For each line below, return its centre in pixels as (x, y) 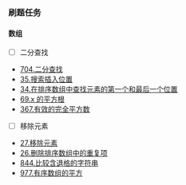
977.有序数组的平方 (51, 173)
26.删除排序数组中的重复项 (63, 153)
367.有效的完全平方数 (55, 109)
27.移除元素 (39, 143)
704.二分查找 (41, 69)
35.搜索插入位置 (46, 79)
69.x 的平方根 (42, 99)
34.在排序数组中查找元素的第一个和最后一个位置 (99, 89)
